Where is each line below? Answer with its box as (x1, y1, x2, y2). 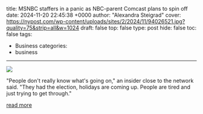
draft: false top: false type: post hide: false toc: (80, 24, 197, 31)
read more (6, 101, 32, 109)
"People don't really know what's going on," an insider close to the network (6, 77, 194, 84)
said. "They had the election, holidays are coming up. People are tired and (6, 83, 191, 91)
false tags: (6, 31, 33, 38)
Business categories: (14, 42, 68, 49)
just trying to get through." (6, 90, 72, 97)
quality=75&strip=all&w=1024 (6, 24, 80, 31)
